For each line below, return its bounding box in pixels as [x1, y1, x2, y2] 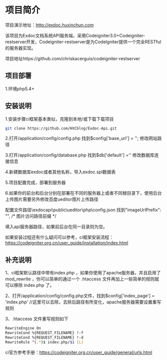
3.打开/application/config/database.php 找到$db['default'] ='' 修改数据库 [5, 152, 155, 158]
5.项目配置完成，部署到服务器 [5, 180, 66, 186]
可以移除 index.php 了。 [5, 282, 55, 288]
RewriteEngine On [5, 326, 41, 331]
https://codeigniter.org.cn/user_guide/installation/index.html [5, 240, 129, 246]
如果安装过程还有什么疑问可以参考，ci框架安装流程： [5, 235, 114, 240]
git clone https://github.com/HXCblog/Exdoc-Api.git [5, 125, 117, 131]
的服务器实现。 [5, 45, 36, 51]
